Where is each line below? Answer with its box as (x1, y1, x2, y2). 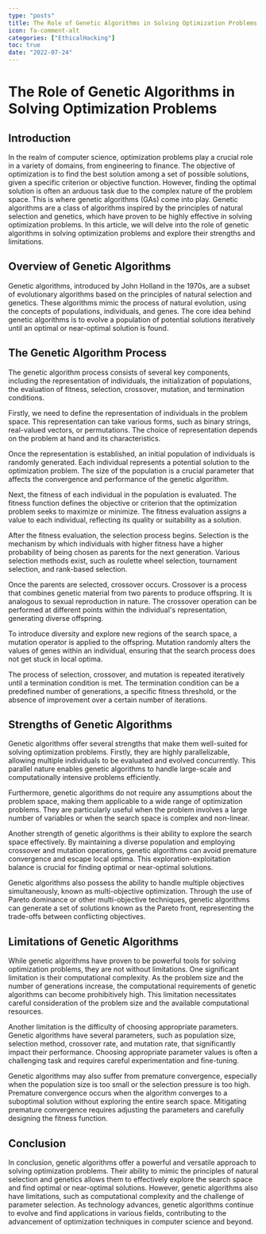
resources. (8, 1007, 44, 1016)
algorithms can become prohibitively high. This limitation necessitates (8, 990, 237, 999)
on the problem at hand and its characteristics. (8, 433, 161, 443)
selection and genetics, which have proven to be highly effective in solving (8, 211, 253, 221)
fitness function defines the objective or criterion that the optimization (8, 498, 237, 507)
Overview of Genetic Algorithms (8, 260, 172, 274)
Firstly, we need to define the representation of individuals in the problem (8, 408, 249, 417)
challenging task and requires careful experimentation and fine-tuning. (8, 1056, 240, 1065)
